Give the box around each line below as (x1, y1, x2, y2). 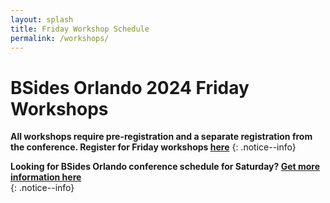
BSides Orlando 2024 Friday (10, 76, 250, 99)
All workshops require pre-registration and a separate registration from (10, 131, 313, 143)
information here (10, 171, 82, 183)
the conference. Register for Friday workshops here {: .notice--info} (10, 141, 297, 153)
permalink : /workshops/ (10, 33, 110, 43)
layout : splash (10, 14, 74, 25)
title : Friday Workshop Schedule (10, 24, 150, 34)
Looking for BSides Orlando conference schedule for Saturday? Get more (10, 161, 320, 173)
